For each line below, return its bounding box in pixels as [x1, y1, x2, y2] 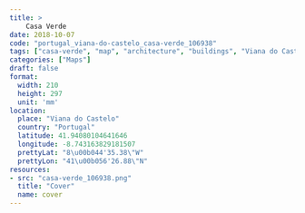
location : [9, 106, 47, 115]
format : [9, 73, 39, 82]
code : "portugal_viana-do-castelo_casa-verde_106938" [9, 38, 218, 48]
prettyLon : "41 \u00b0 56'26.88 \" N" [17, 156, 148, 166]
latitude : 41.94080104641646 [17, 131, 128, 140]
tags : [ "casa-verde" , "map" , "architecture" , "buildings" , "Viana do [9, 47, 279, 56]
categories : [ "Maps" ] [9, 55, 92, 64]
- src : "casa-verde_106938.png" [9, 173, 132, 182]
